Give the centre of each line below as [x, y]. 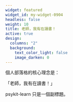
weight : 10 [17, 24]
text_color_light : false [41, 53]
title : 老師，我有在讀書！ [31, 29]
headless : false [23, 19]
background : [23, 48]
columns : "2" [24, 43]
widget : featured [24, 10]
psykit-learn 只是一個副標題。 [37, 94]
